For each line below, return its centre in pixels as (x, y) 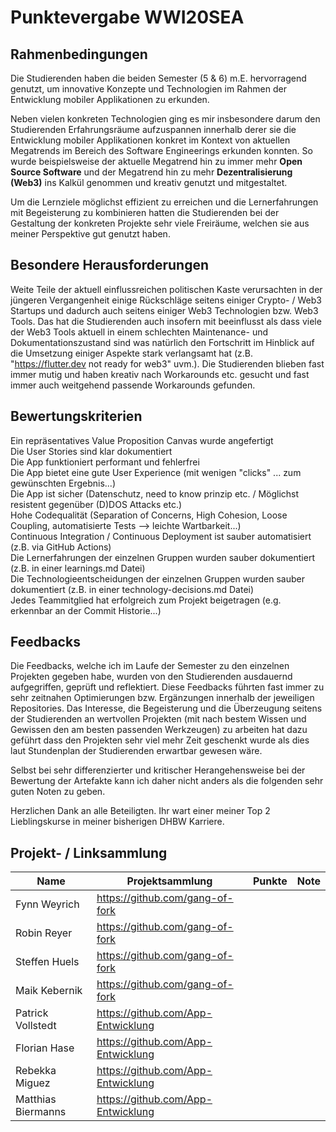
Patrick (32, 1013)
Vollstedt (36, 1026)
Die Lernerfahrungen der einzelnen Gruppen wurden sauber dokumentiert (162, 557)
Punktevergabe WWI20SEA (127, 17)
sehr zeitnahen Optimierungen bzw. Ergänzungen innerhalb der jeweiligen (162, 698)
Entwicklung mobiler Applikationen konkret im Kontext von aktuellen (150, 140)
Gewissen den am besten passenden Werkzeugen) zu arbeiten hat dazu (159, 730)
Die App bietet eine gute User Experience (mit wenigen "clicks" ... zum (156, 472)
